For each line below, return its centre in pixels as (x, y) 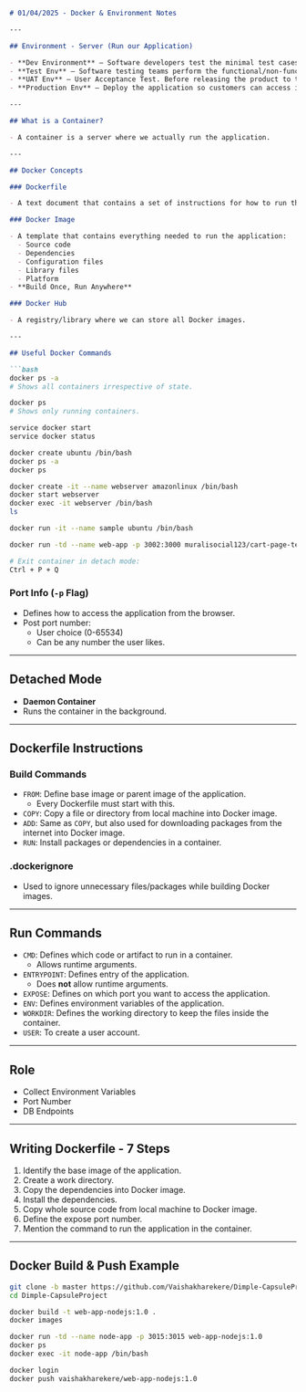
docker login (34, 1370)
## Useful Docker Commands (61, 353)
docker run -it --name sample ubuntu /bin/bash (102, 529)
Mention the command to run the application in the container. (137, 1229)
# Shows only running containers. (75, 412)
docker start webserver (55, 495)
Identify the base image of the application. (102, 1171)
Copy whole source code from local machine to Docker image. (140, 1209)
